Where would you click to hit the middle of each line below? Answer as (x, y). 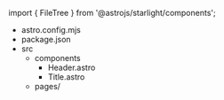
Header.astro (72, 67)
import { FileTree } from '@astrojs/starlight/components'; (112, 13)
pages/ (48, 86)
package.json (46, 39)
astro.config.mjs (51, 30)
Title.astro (66, 77)
